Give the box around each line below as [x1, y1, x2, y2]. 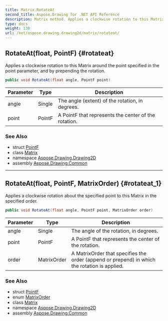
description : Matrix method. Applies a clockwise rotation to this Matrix [5, 17, 164, 22]
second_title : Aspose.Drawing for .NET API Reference [5, 12, 120, 17]
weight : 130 [5, 26, 30, 31]
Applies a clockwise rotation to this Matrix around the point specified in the [5, 62, 159, 68]
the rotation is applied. [71, 262, 124, 269]
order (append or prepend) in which [71, 256, 156, 263]
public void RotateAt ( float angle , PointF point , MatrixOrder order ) [5, 207, 153, 213]
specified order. [5, 198, 38, 204]
